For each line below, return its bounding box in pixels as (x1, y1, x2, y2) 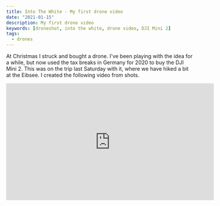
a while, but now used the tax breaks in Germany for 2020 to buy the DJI (6, 59, 184, 66)
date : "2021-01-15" (6, 14, 55, 20)
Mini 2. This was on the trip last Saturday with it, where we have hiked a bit (6, 65, 189, 72)
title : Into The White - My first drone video (6, 8, 123, 15)
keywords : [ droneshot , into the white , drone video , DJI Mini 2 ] (6, 25, 171, 31)
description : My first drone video (6, 20, 94, 26)
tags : (6, 31, 20, 37)
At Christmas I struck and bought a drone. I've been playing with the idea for (6, 53, 193, 59)
